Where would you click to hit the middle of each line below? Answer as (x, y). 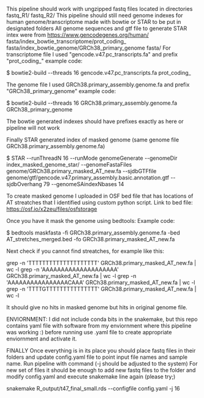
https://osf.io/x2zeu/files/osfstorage (52, 209)
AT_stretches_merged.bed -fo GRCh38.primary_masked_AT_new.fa (91, 239)
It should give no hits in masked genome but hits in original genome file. (97, 307)
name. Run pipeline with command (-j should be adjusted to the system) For (102, 363)
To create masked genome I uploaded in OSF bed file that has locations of (100, 196)
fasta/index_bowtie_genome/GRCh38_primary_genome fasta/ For (89, 48)
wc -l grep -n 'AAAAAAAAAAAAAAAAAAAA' (63, 269)
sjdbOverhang (24, 184)
